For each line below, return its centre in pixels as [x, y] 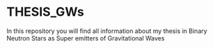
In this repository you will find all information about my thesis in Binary [107, 31]
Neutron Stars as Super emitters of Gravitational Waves [85, 38]
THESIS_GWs [46, 12]
